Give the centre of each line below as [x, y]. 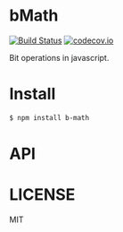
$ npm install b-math [49, 117]
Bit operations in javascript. [59, 57]
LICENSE [42, 195]
